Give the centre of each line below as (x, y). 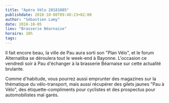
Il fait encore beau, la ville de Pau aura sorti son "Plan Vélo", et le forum (80, 53)
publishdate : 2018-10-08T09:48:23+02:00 (49, 15)
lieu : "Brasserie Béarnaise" (36, 29)
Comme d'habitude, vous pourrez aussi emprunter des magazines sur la (81, 79)
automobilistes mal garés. (32, 95)
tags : (11, 39)
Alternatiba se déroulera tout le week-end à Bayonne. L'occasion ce (76, 58)
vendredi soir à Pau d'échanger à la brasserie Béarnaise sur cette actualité (83, 63)
